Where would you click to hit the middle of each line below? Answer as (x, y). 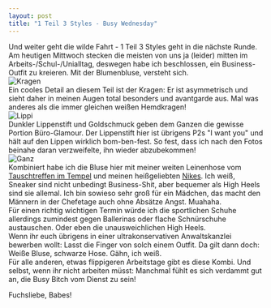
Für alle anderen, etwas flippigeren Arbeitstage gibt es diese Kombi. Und (130, 262)
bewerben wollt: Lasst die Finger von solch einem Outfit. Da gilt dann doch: (134, 245)
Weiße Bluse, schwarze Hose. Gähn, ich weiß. (85, 253)
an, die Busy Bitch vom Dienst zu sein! (72, 279)
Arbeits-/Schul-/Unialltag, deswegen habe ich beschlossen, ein (114, 64)
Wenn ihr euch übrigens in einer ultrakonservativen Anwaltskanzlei (120, 236)
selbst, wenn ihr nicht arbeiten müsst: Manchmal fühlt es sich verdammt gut (135, 270)
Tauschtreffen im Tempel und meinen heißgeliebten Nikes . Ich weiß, (122, 176)
